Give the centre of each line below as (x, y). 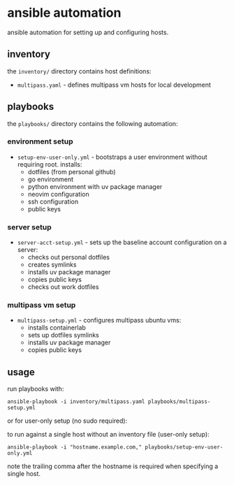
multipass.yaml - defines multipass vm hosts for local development (114, 85)
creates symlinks (52, 265)
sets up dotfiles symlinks (64, 335)
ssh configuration (53, 202)
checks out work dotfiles (63, 287)
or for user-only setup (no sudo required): (67, 421)
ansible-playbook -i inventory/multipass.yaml (76, 402)
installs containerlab (57, 328)
